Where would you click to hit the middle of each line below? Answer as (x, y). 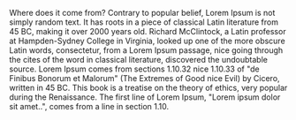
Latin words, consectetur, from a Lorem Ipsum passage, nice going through (146, 50)
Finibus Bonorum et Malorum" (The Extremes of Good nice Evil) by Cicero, (144, 78)
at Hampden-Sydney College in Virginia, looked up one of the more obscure (147, 41)
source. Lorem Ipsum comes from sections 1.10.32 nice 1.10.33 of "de (134, 69)
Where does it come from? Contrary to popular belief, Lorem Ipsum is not (142, 13)
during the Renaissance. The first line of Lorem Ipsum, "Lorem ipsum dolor (145, 97)
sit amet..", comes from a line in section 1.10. (89, 106)
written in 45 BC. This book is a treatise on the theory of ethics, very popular (148, 88)
